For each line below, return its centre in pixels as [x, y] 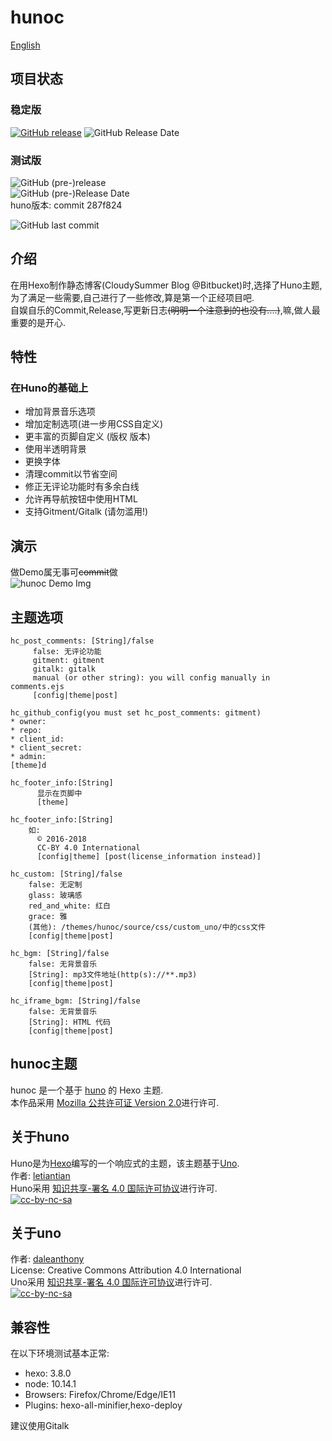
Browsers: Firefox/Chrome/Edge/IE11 [100, 1395]
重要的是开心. [38, 322]
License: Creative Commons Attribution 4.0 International [126, 1270]
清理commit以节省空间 [71, 474]
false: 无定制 [55, 885]
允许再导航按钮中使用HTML [81, 499]
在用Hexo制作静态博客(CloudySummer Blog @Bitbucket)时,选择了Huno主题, [166, 285]
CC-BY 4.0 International [88, 848]
